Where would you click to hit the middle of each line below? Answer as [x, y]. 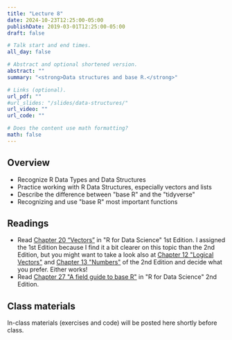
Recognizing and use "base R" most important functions [97, 201]
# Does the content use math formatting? [68, 128]
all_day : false [29, 52]
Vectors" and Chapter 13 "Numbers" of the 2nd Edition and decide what [120, 262]
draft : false [26, 33]
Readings [28, 223]
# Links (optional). [37, 90]
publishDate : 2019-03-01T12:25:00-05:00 [66, 26]
